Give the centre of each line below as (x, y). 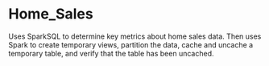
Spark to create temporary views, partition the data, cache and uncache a (131, 44)
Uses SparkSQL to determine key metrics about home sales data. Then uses (135, 36)
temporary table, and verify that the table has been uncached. (111, 53)
